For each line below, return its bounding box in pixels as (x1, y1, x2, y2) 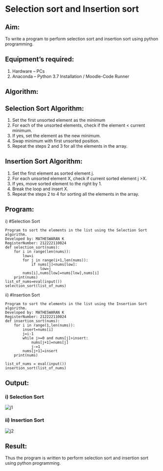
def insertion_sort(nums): (5, 318, 60, 323)
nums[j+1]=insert (22, 348, 58, 353)
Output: (5, 379, 29, 387)
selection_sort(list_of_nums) (5, 283, 67, 288)
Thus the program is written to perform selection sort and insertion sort (5, 455, 149, 461)
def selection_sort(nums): (5, 245, 60, 250)
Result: (5, 442, 27, 450)
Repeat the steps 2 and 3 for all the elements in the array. (12, 143, 128, 149)
